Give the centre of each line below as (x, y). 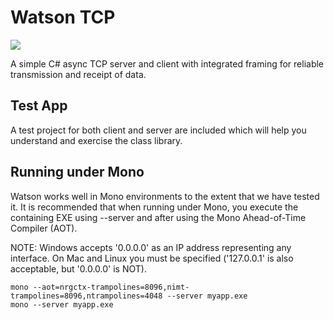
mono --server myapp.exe (62, 304)
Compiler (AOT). (44, 228)
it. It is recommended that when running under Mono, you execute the (154, 207)
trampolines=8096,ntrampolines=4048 (86, 296)
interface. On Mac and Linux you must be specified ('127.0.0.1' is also (152, 258)
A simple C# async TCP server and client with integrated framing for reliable (167, 63)
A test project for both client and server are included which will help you (158, 130)
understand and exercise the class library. (96, 140)
